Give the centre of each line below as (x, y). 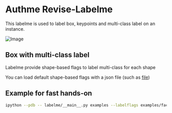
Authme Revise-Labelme (59, 9)
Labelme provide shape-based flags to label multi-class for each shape (81, 67)
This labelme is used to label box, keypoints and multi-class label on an (80, 24)
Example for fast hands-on (49, 93)
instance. (15, 29)
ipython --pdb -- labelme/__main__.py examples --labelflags (72, 105)
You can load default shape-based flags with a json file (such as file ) (78, 77)
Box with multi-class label (47, 55)
